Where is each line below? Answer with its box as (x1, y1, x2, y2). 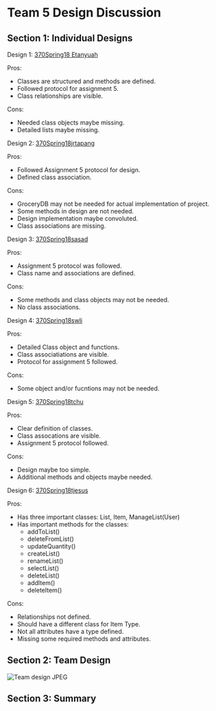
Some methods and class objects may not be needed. (16, 296, 169, 304)
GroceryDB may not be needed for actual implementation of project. (16, 200, 210, 208)
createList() (27, 549, 60, 558)
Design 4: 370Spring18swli (7, 317, 83, 324)
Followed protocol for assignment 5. (16, 85, 119, 92)
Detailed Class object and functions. (16, 343, 120, 351)
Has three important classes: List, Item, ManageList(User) (16, 513, 180, 521)
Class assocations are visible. (16, 432, 101, 440)
